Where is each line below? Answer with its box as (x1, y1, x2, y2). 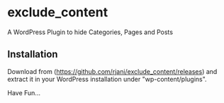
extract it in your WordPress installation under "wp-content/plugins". (7, 75, 207, 83)
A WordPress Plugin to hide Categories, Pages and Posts (7, 28, 174, 36)
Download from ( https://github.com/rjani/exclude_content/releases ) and (7, 67, 218, 75)
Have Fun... (7, 88, 41, 97)
